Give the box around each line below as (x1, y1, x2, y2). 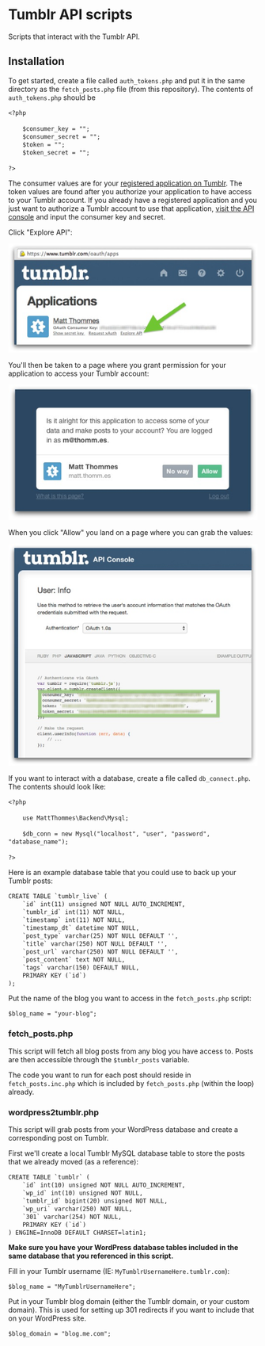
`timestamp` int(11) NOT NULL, (22, 916, 126, 924)
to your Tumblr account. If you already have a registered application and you (8, 195, 257, 205)
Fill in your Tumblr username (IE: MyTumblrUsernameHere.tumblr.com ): (8, 1267, 230, 1276)
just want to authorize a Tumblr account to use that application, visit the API (8, 204, 255, 213)
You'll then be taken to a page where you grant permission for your (8, 361, 227, 370)
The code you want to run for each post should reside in (8, 1070, 191, 1080)
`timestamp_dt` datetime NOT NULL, (22, 924, 140, 932)
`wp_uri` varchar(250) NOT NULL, (22, 1205, 133, 1214)
